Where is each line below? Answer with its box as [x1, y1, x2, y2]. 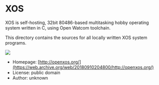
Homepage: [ [12, 58, 40, 65]
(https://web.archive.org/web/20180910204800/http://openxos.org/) [12, 64, 154, 70]
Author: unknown [12, 74, 48, 80]
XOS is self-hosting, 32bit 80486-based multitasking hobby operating [5, 19, 149, 25]
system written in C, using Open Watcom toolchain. [5, 24, 111, 30]
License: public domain [12, 69, 60, 75]
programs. [5, 39, 26, 45]
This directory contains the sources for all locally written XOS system [5, 34, 147, 40]
